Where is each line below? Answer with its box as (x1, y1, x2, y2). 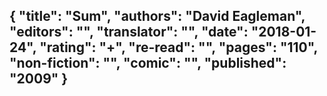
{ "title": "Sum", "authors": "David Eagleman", (9, 8, 306, 25)
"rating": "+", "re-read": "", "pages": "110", (39, 39, 318, 56)
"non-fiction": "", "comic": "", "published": (9, 55, 287, 72)
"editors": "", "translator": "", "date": (9, 24, 249, 41)
